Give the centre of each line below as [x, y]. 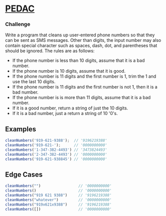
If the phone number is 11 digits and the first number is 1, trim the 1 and [84, 76]
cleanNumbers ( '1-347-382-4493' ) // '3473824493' [56, 150]
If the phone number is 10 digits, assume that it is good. [69, 71]
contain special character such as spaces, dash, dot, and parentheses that [81, 46]
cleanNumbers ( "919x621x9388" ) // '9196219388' [58, 205]
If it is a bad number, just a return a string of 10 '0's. [65, 113]
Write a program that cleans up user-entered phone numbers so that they [80, 35]
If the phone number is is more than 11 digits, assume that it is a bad [82, 98]
